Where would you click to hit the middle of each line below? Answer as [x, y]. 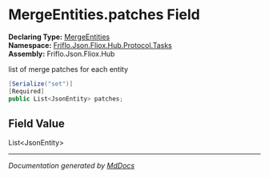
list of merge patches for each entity [68, 69]
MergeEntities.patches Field [104, 15]
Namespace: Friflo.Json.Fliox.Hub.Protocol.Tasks [90, 45]
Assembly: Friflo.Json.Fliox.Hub [62, 53]
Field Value [37, 123]
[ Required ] [26, 91]
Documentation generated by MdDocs [71, 166]
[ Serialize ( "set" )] [41, 84]
